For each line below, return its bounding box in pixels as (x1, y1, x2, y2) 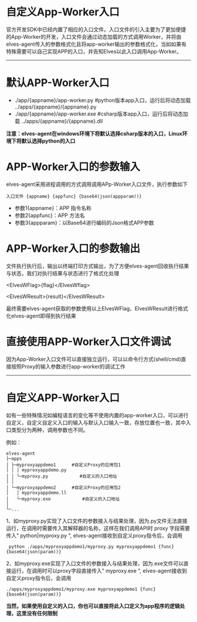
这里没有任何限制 (16, 610, 57, 617)
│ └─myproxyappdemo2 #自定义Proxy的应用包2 (6, 485, 121, 491)
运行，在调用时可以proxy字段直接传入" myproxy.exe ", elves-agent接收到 (11, 567, 188, 574)
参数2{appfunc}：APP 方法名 (14, 212, 85, 219)
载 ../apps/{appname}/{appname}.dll (14, 117, 103, 124)
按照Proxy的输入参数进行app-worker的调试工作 (11, 363, 125, 370)
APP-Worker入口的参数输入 (6, 160, 141, 174)
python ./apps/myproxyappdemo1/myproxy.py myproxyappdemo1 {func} (8, 543, 175, 549)
